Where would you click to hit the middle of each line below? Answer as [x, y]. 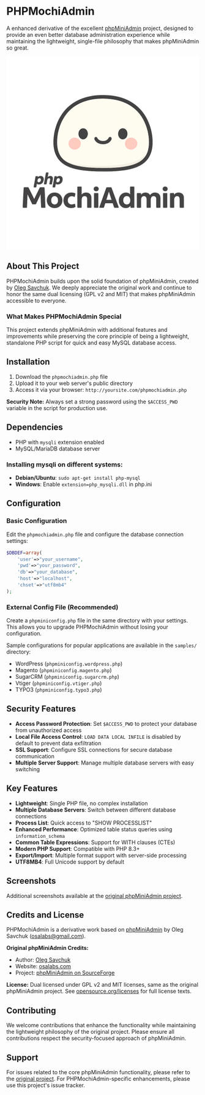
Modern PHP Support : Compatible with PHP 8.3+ [77, 848]
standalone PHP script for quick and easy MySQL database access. [91, 343]
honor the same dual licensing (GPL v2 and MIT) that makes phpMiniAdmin [101, 294]
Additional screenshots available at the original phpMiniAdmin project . [95, 895]
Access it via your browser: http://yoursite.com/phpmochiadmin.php [101, 389]
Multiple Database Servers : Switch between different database [95, 810]
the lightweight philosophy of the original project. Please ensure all [90, 1032]
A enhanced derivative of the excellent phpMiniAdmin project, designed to [100, 28]
